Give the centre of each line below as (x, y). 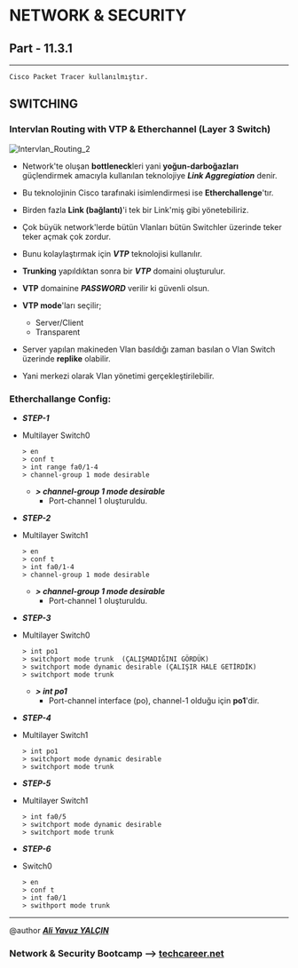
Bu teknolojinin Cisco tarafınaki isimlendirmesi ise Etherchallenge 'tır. (148, 193)
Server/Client (59, 322)
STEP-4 (36, 718)
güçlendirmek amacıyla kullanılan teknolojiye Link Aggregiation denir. (149, 175)
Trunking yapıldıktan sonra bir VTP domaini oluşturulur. (124, 271)
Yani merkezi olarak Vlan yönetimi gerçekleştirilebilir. (118, 376)
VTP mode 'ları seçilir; (62, 305)
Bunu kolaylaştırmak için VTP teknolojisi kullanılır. (112, 253)
